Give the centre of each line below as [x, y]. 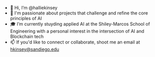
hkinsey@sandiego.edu [34, 49]
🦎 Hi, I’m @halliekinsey [34, 8]
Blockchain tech [27, 36]
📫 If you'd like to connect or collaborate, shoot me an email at [75, 42]
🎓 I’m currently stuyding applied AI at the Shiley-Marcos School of [80, 24]
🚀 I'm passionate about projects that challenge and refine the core [79, 13]
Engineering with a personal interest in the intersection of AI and [77, 31]
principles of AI [26, 18]
